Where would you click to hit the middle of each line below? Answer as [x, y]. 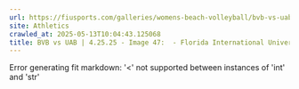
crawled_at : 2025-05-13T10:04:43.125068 [85, 34]
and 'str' [24, 77]
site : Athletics [39, 26]
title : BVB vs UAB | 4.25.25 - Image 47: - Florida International [137, 42]
